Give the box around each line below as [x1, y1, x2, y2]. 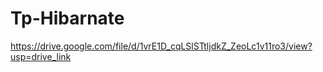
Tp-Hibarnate [10, 7, 125, 30]
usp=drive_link [10, 50, 72, 62]
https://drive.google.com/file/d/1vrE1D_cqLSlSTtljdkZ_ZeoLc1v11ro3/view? [10, 40, 313, 52]
